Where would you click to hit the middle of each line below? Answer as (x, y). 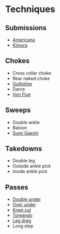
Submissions (26, 28)
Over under (24, 205)
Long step (23, 226)
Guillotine (22, 83)
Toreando (22, 215)
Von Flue (21, 94)
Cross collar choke (32, 73)
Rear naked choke (31, 78)
